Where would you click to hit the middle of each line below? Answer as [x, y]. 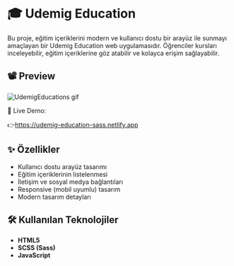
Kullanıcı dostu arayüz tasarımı [62, 166]
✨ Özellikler [34, 150]
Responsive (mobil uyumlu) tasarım [69, 189]
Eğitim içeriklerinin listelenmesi [63, 174]
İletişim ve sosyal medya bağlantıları [70, 182]
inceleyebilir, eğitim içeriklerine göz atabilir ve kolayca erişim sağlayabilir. [113, 53]
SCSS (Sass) [36, 248]
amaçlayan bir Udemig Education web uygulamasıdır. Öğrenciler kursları [112, 45]
